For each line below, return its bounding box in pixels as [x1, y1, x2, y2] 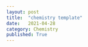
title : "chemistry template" [6, 15, 83, 21]
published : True [6, 32, 47, 38]
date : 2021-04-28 [6, 20, 56, 26]
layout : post [6, 9, 39, 15]
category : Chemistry [6, 26, 59, 32]
